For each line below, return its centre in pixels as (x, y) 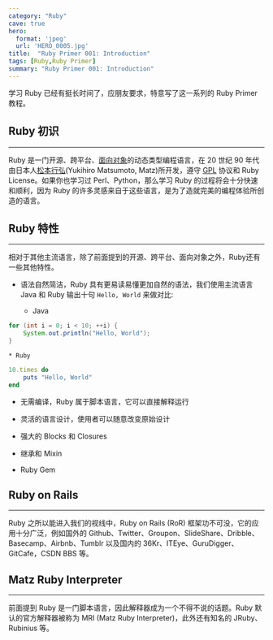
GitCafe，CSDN (35, 554)
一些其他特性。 (33, 267)
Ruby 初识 (34, 131)
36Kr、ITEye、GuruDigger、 (191, 543)
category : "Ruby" (38, 16)
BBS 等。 (78, 554)
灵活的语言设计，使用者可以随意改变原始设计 (95, 418)
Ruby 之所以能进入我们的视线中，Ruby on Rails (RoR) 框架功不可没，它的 (130, 523)
